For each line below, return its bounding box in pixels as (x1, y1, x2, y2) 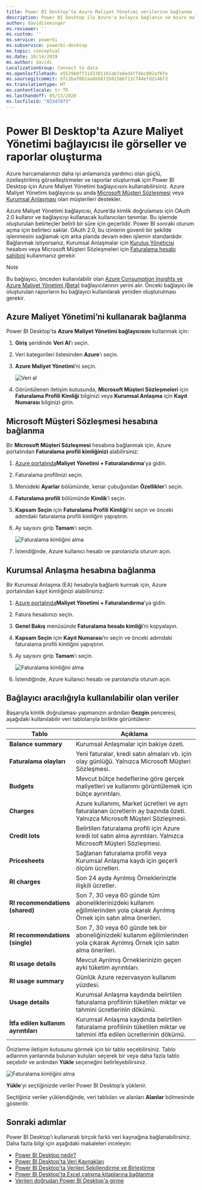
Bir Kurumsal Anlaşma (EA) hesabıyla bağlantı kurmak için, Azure (6, 581, 167, 588)
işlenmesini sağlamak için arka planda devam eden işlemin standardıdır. (6, 232, 183, 240)
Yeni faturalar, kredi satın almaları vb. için (76, 749, 192, 758)
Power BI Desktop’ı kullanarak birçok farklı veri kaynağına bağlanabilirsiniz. (6, 1133, 191, 1141)
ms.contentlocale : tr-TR (6, 87, 69, 93)
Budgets (9, 782, 34, 790)
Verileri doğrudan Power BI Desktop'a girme (14, 1177, 124, 1184)
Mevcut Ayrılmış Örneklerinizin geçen (76, 955, 182, 964)
